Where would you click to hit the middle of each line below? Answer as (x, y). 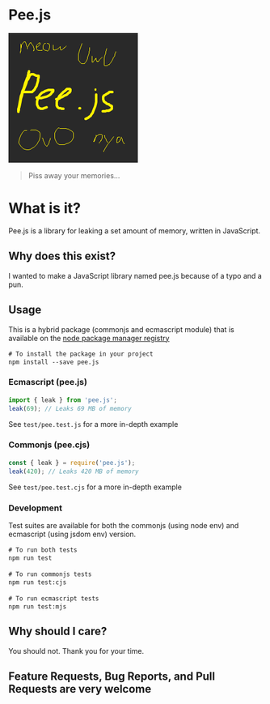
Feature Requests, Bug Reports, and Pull (112, 677)
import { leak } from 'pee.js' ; (63, 400)
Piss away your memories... (74, 175)
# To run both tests (43, 550)
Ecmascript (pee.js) (48, 382)
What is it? (45, 209)
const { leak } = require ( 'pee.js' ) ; (72, 463)
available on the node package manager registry (89, 338)
